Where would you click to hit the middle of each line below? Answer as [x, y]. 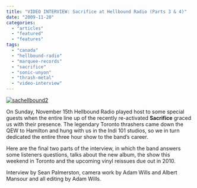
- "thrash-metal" [33, 78]
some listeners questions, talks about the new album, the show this [88, 154]
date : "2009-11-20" [30, 17]
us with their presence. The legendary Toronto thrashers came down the [95, 124]
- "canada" [25, 50]
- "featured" [28, 34]
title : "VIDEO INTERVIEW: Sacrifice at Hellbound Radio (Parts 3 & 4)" [96, 12]
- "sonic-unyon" [31, 72]
